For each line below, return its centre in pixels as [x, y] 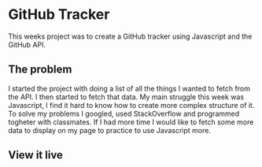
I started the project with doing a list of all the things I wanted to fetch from [129, 88]
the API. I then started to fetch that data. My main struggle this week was [126, 97]
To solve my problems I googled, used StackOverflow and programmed [124, 113]
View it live [35, 155]
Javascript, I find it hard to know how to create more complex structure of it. [131, 105]
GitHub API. [27, 44]
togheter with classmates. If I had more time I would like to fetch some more [131, 122]
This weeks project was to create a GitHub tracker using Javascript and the [130, 36]
